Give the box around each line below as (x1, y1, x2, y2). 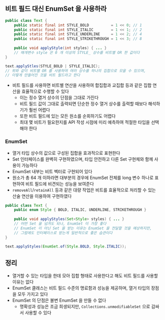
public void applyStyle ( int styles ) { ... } (14, 46, 107, 51)
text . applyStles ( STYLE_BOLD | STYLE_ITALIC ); (5, 64, 100, 69)
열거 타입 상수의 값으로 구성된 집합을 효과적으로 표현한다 (12, 150, 121, 156)
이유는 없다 (12, 279, 34, 285)
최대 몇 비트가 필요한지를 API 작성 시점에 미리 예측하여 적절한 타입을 (19, 119, 150, 125)
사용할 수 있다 (25, 310, 52, 316)
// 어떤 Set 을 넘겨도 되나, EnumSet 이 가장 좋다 (14, 221, 107, 226)
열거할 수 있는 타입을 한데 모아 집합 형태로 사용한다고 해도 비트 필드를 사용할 (12, 273, 159, 279)
